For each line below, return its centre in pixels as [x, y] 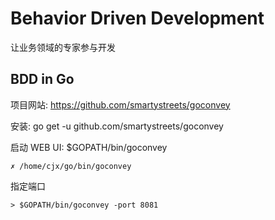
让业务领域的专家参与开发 [63, 47]
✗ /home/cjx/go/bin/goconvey [71, 166]
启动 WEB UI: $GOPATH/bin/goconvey [89, 147]
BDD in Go [42, 79]
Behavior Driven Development [137, 18]
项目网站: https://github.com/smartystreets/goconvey [120, 104]
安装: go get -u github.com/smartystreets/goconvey [117, 126]
